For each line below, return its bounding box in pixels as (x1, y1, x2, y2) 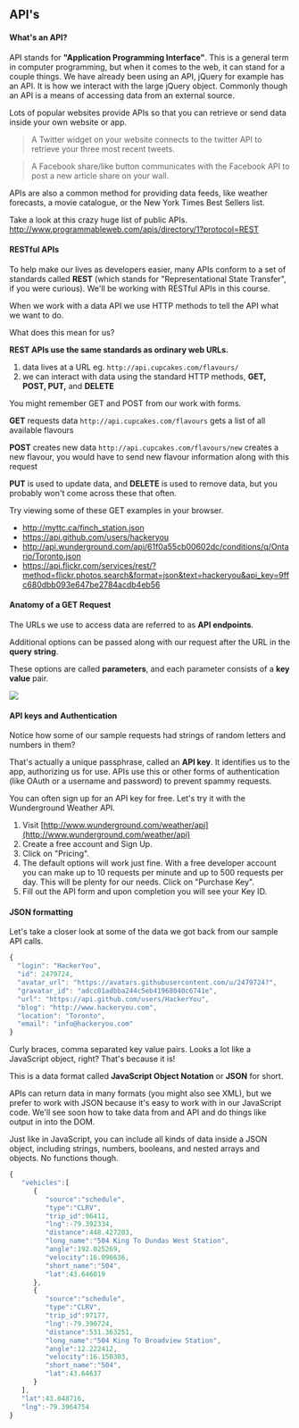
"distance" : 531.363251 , (45, 1327, 134, 1337)
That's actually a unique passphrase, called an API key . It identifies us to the (9, 757, 290, 768)
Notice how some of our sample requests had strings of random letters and (9, 730, 287, 741)
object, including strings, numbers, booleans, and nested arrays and (9, 1143, 261, 1154)
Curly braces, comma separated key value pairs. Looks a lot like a (9, 1044, 252, 1055)
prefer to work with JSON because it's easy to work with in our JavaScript (9, 1098, 282, 1108)
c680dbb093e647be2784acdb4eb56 (21, 579, 161, 590)
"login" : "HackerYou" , (17, 961, 102, 971)
